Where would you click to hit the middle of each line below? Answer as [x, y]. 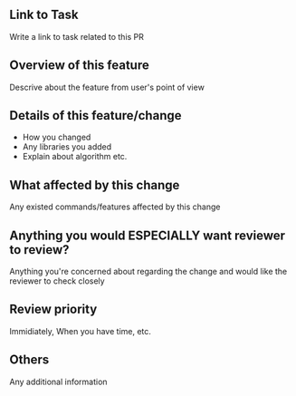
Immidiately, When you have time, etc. [81, 331]
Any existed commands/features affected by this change [115, 207]
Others [29, 360]
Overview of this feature [79, 66]
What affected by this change [95, 185]
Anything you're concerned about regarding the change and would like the [148, 272]
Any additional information [58, 382]
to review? [39, 250]
